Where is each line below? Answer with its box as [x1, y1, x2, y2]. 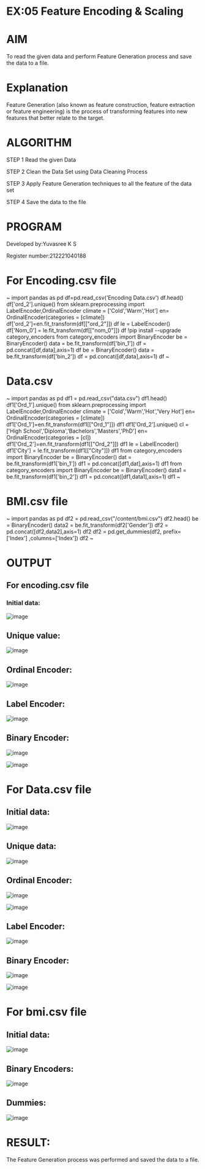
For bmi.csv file [6, 1005, 87, 1019]
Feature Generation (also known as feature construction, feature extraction [6, 101, 195, 109]
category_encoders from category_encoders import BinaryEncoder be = [6, 333, 188, 340]
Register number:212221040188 [6, 252, 87, 259]
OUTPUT [6, 556, 52, 570]
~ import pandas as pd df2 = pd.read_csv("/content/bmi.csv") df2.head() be [6, 514, 199, 522]
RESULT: [6, 1135, 51, 1149]
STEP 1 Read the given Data [6, 156, 76, 163]
